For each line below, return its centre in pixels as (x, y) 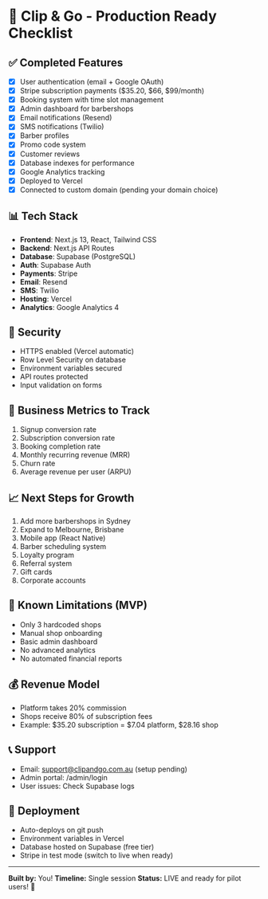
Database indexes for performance (77, 163)
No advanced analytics (57, 650)
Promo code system (53, 145)
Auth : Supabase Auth (55, 265)
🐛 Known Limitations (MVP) (78, 605)
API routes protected (54, 377)
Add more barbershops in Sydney (75, 521)
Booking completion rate (60, 446)
